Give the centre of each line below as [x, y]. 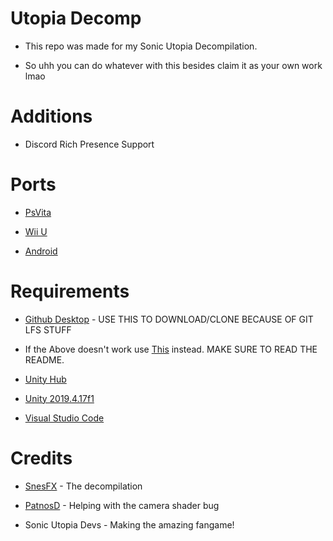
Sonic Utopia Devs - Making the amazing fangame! [129, 524]
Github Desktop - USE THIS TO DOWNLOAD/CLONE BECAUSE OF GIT [169, 319]
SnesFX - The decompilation [83, 486]
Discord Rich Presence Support [89, 144]
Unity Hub [45, 379]
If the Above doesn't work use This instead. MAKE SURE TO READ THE [171, 349]
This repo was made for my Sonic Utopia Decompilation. [141, 46]
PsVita [38, 212]
